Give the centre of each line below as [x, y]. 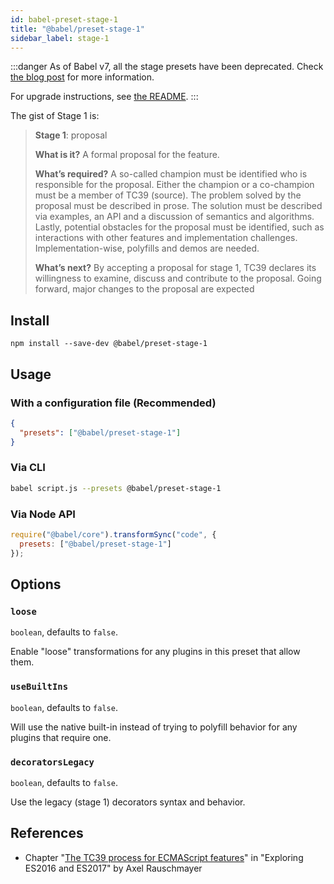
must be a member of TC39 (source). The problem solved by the [168, 195]
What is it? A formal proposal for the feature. [127, 155]
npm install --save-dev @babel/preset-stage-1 [109, 344]
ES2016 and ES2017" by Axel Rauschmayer [113, 868]
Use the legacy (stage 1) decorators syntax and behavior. [128, 802]
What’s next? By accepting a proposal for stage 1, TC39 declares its [175, 268]
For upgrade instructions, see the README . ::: [104, 97]
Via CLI [28, 468]
